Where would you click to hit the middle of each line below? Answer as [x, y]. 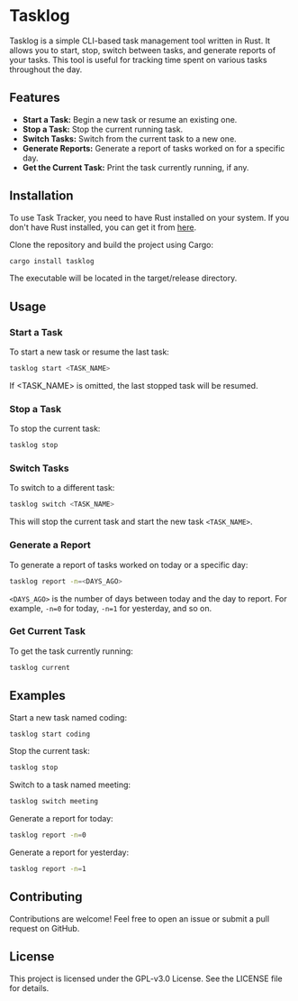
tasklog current [40, 667]
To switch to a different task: [62, 488]
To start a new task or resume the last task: [89, 352]
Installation [41, 196]
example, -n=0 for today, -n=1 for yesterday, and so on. [111, 608]
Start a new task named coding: [68, 717]
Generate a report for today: [62, 819]
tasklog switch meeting [54, 802]
